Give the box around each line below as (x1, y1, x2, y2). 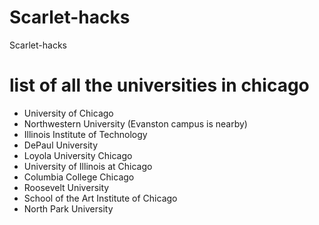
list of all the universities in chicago (9, 74, 310, 97)
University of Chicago (23, 107, 114, 119)
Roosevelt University (23, 181, 110, 193)
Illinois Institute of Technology (23, 128, 148, 140)
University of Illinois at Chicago (23, 160, 153, 172)
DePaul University (23, 139, 99, 151)
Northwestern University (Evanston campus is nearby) (23, 117, 248, 130)
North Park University (23, 202, 114, 215)
